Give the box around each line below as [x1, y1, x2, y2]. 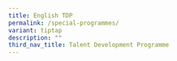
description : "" [8, 33, 62, 42]
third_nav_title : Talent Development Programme [8, 41, 170, 49]
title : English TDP [8, 11, 73, 20]
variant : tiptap [8, 26, 62, 34]
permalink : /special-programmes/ [8, 19, 120, 27]
